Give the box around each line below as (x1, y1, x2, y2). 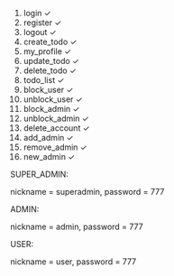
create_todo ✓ (23, 36, 78, 47)
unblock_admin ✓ (23, 113, 89, 124)
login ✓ (23, 8, 52, 18)
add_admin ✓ (23, 133, 74, 143)
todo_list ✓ (23, 75, 65, 85)
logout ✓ (23, 27, 57, 37)
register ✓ (23, 17, 62, 28)
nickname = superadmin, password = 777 (10, 187, 165, 197)
